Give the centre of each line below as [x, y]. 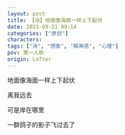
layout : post [26, 14]
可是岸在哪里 [26, 110]
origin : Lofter [29, 59]
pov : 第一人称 [26, 53]
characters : [25, 40]
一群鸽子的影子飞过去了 [41, 125]
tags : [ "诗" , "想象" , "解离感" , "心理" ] [63, 46]
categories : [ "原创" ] [38, 33]
